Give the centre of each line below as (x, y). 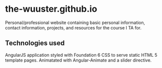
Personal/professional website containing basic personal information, (75, 23)
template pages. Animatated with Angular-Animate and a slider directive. (78, 60)
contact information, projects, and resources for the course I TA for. (73, 27)
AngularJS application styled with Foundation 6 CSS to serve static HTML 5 (81, 55)
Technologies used (35, 43)
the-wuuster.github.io (51, 9)
